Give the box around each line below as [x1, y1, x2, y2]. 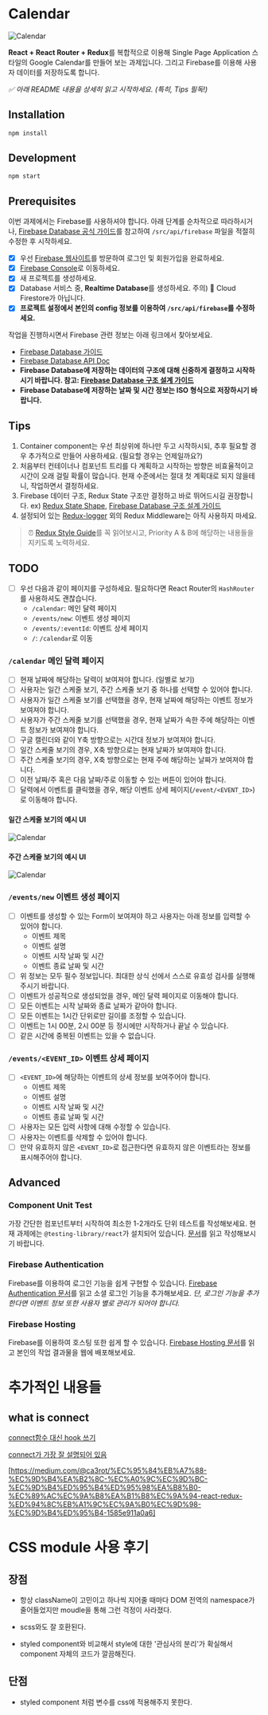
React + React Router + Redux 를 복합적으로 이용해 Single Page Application [8, 47, 251, 57]
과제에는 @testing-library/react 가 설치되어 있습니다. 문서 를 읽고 [16, 1229, 223, 1238]
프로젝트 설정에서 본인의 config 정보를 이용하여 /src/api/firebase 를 [19, 304, 235, 313]
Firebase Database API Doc [19, 356, 111, 366]
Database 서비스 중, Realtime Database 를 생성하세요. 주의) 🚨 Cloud [19, 284, 236, 293]
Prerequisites [8, 194, 76, 208]
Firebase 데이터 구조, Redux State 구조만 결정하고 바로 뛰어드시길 [19, 491, 226, 500]
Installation [8, 108, 65, 122]
